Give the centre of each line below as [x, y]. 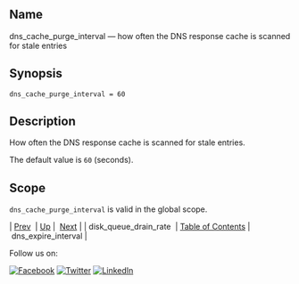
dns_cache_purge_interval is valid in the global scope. [108, 209]
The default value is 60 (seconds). [71, 160]
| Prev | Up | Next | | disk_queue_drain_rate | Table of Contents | [130, 227]
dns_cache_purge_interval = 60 [67, 94]
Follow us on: [33, 254]
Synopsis [36, 73]
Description [42, 122]
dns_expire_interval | [49, 236]
